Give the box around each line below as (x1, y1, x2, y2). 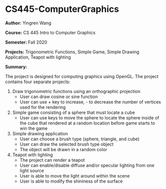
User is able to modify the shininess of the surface (19, 178, 123, 184)
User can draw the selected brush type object (19, 141, 114, 147)
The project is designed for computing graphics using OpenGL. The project (5, 73, 159, 79)
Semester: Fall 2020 (5, 39, 48, 45)
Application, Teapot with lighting (5, 54, 71, 60)
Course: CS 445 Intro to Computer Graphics (5, 29, 96, 35)
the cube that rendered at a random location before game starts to (19, 120, 155, 126)
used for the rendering (19, 104, 66, 110)
